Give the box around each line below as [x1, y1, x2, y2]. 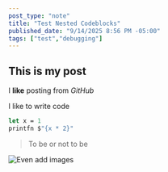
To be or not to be [27, 139, 89, 149]
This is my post [8, 64, 86, 78]
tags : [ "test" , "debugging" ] [8, 34, 103, 43]
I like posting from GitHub [8, 86, 94, 95]
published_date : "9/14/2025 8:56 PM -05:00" [8, 27, 161, 35]
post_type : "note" [8, 11, 70, 20]
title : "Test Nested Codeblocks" [8, 19, 121, 27]
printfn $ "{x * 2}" [8, 124, 74, 132]
